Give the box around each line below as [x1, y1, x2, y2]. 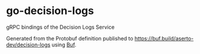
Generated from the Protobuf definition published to [6, 35, 134, 42]
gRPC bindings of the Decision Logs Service [6, 23, 115, 31]
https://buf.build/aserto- [135, 35, 194, 42]
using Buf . [51, 41, 77, 48]
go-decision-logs [6, 4, 94, 18]
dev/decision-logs [6, 41, 51, 48]
